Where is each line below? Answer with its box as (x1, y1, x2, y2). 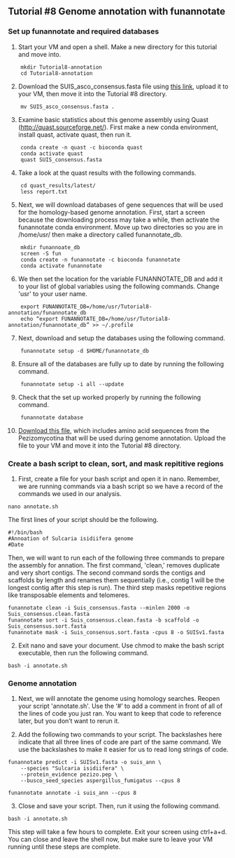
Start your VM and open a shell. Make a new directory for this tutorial (17, 42, 218, 51)
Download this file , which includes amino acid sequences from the (17, 426, 210, 434)
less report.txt (20, 188, 69, 195)
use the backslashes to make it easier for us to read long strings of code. (17, 745, 229, 753)
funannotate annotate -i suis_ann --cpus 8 (8, 789, 137, 797)
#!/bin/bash (8, 529, 43, 536)
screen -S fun (20, 250, 62, 257)
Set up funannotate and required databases (8, 27, 159, 36)
